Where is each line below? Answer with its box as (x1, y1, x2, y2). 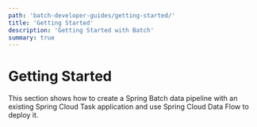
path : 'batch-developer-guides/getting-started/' (8, 11, 176, 20)
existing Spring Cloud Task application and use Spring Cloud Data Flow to (8, 102, 250, 111)
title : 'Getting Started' (8, 19, 94, 27)
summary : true (8, 33, 56, 42)
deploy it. (8, 110, 39, 120)
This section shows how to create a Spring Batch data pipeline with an (8, 94, 238, 103)
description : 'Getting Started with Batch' (8, 26, 155, 34)
